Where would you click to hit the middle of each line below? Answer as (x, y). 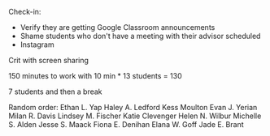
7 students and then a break (56, 91)
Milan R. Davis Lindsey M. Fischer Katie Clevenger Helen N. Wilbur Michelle (135, 116)
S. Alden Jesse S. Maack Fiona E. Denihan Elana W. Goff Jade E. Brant (126, 124)
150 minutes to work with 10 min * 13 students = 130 (95, 76)
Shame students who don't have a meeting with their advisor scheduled (140, 36)
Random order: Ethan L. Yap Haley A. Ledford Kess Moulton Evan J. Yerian (133, 107)
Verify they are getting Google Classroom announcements (118, 27)
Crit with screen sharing (49, 60)
